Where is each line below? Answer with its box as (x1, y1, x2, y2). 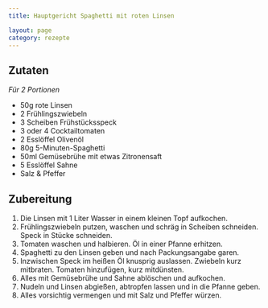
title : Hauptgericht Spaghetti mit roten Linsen (8, 11, 175, 20)
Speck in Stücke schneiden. (19, 231, 113, 240)
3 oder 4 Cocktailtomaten (19, 126, 105, 136)
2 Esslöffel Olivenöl (19, 134, 85, 145)
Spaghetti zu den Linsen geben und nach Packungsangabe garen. (19, 248, 240, 257)
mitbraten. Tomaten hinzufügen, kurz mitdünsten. (19, 265, 184, 274)
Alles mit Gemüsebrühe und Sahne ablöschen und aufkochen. (19, 273, 225, 282)
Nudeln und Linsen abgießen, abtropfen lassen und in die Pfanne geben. (19, 282, 261, 291)
